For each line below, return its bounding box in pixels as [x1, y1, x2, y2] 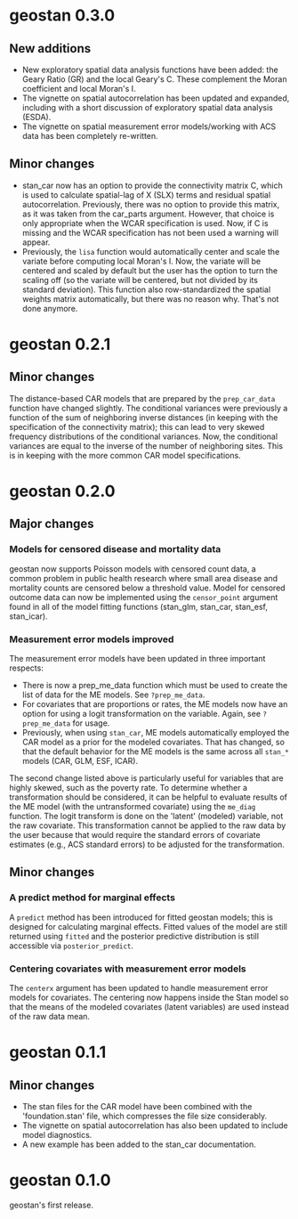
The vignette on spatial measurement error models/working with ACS [21, 121, 277, 132]
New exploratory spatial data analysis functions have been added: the [21, 64, 278, 75]
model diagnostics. [21, 1129, 93, 1140]
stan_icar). [9, 611, 48, 622]
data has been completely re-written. [21, 131, 158, 141]
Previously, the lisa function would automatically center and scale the [21, 246, 280, 256]
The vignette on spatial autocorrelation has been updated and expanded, [21, 93, 290, 103]
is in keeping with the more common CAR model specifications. [9, 450, 242, 460]
